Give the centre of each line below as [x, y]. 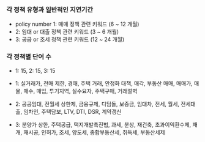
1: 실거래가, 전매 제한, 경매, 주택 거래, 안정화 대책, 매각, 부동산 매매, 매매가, [104, 83]
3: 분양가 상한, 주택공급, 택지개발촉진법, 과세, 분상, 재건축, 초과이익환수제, [103, 124]
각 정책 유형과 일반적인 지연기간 [50, 9]
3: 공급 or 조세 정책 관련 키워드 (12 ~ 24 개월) [70, 39]
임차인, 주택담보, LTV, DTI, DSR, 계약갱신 [73, 111]
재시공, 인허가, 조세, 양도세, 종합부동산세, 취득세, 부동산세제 [94, 132]
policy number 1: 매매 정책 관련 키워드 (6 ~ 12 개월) [77, 24]
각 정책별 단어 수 [29, 57]
